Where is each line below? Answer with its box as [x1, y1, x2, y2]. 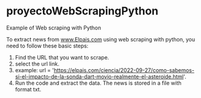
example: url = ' [14, 66, 54, 73]
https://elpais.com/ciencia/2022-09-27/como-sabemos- [54, 66, 195, 73]
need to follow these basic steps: [6, 42, 89, 49]
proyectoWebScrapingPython [6, 4, 159, 18]
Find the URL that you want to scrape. [14, 54, 110, 61]
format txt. [14, 85, 42, 93]
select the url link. [14, 60, 60, 67]
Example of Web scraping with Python [6, 24, 101, 31]
